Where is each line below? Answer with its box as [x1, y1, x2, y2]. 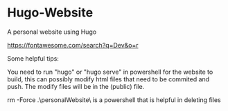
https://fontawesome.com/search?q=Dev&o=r [7, 41, 139, 49]
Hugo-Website [7, 5, 94, 21]
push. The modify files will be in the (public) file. [7, 82, 145, 90]
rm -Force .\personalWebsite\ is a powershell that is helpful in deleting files [7, 95, 221, 104]
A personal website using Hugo [7, 28, 97, 36]
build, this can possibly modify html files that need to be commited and [7, 74, 210, 83]
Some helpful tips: [7, 54, 59, 63]
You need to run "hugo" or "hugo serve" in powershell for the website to [7, 68, 213, 76]
